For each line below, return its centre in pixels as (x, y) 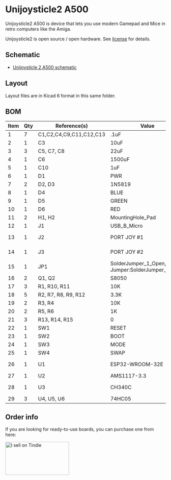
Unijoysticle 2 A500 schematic (45, 67)
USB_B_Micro (126, 226)
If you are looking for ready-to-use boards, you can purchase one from (80, 429)
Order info (22, 417)
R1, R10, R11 (54, 286)
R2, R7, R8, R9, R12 (62, 295)
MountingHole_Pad (133, 218)
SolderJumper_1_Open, (138, 263)
